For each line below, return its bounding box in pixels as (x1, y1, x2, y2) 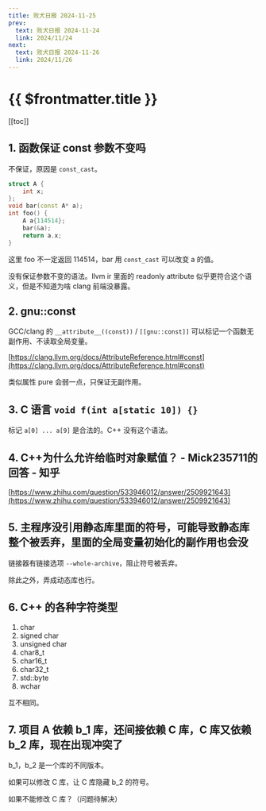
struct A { (8, 180, 44, 187)
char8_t (19, 647, 45, 657)
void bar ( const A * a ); (8, 202, 83, 210)
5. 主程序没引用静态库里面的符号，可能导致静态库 (8, 521, 250, 535)
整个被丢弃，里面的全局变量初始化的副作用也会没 (8, 535, 249, 549)
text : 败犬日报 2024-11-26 (15, 48, 100, 56)
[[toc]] (8, 116, 29, 126)
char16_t (19, 656, 48, 666)
